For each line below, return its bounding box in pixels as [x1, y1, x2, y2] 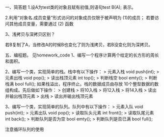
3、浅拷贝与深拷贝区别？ [5, 31, 55, 37]
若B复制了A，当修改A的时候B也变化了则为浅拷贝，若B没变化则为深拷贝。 [5, 42, 153, 48]
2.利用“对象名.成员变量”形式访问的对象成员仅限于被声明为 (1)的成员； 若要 [5, 15, 155, 21]
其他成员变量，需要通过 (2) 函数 [9, 21, 74, 27]
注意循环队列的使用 [5, 127, 44, 132]
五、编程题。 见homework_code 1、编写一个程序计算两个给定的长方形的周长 [5, 52, 159, 58]
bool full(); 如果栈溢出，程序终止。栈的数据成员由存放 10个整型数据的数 [14, 81, 159, 87]
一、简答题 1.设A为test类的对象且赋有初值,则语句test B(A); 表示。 [5, 4, 136, 10]
